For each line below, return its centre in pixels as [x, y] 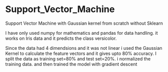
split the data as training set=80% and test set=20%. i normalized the [78, 58]
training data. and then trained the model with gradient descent [71, 64]
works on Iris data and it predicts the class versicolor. [61, 38]
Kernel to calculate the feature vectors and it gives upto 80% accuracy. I [81, 53]
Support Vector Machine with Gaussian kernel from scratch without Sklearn [84, 23]
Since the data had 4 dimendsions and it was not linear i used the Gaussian [84, 48]
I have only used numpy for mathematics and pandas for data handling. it [82, 33]
